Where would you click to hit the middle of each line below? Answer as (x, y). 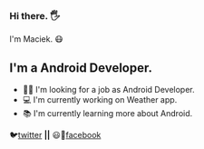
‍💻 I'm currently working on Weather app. (100, 100)
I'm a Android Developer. (81, 68)
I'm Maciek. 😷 (36, 39)
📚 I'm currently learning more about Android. (107, 114)
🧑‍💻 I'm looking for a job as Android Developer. (108, 90)
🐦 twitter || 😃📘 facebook (55, 135)
